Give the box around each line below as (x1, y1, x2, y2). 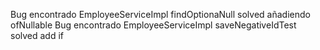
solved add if (10, 30, 65, 41)
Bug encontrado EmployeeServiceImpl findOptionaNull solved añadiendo (10, 9, 311, 20)
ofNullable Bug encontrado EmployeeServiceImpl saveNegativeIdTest (10, 19, 297, 31)
